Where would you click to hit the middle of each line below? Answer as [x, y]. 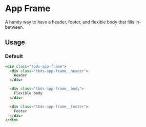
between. [15, 27]
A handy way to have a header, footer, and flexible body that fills [70, 22]
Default [14, 56]
